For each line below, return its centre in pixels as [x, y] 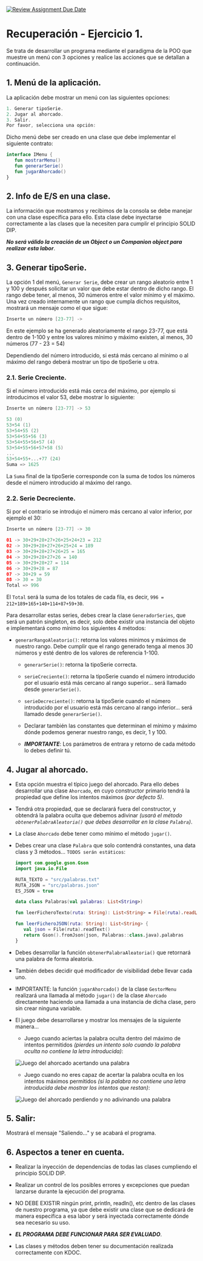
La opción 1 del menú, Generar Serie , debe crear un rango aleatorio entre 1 [100, 282]
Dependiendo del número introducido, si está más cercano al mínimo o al [98, 356]
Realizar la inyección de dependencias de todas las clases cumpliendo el [106, 1167]
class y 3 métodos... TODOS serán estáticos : [70, 852]
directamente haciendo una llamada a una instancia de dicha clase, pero [105, 1002]
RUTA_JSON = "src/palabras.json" [57, 885]
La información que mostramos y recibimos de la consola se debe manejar [99, 211]
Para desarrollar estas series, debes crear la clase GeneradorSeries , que [96, 615]
